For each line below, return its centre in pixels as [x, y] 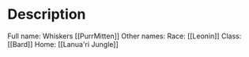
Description [47, 14]
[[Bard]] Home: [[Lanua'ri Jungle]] [63, 44]
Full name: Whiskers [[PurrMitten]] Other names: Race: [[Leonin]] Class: [124, 36]
